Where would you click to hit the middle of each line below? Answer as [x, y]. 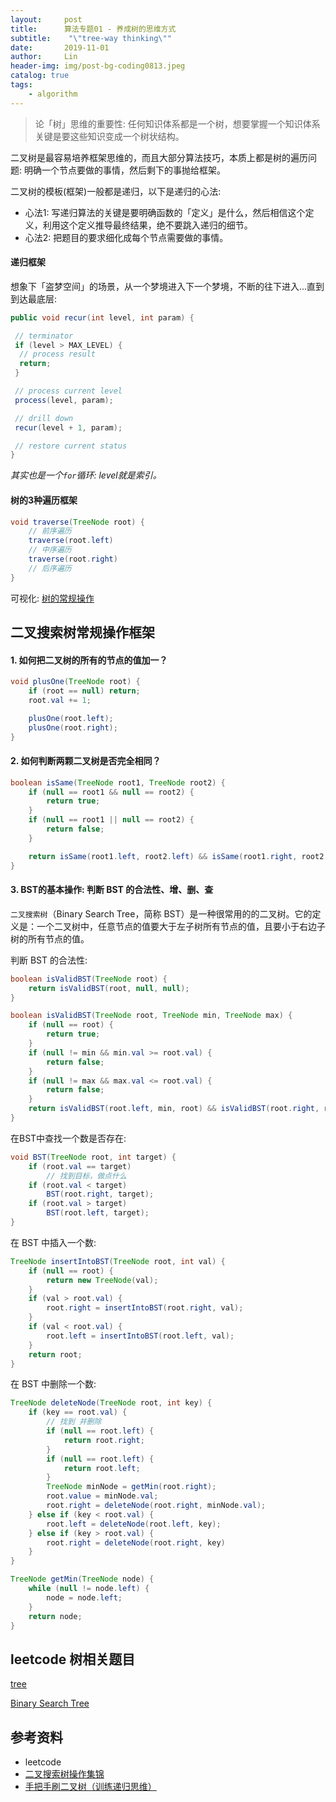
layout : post [46, 19]
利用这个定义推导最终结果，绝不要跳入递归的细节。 [147, 225]
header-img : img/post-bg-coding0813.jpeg [98, 66]
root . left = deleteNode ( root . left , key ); [134, 1524]
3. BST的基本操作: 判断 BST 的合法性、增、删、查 [112, 890]
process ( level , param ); [64, 400]
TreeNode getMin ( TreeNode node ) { [82, 1579]
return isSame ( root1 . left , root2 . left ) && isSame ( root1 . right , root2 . [178, 856]
